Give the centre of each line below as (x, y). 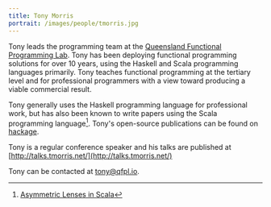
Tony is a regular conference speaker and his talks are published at (120, 147)
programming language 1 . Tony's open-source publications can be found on (133, 122)
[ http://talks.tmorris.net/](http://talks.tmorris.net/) (90, 156)
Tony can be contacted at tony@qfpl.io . (74, 172)
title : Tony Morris (41, 16)
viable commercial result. (50, 89)
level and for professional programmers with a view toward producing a (127, 81)
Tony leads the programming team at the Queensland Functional (115, 46)
